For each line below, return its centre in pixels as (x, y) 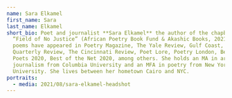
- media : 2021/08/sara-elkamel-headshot (72, 84)
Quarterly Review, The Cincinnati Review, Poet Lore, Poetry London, (115, 52)
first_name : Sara (32, 20)
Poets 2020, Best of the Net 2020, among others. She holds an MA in (115, 59)
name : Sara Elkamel (35, 13)
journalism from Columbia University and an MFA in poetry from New (114, 65)
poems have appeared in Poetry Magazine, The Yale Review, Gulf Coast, (118, 46)
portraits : (22, 78)
